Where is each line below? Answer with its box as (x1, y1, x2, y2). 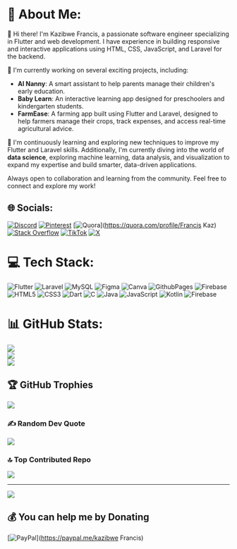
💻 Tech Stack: (7, 254, 95, 270)
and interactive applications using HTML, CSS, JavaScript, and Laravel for (7, 44, 222, 53)
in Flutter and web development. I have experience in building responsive (7, 37, 220, 45)
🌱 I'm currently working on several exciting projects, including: (7, 66, 189, 74)
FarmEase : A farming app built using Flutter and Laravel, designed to (17, 109, 219, 118)
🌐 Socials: (7, 202, 54, 214)
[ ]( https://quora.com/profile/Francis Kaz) (73, 221, 217, 229)
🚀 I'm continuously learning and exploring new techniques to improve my (7, 137, 219, 147)
